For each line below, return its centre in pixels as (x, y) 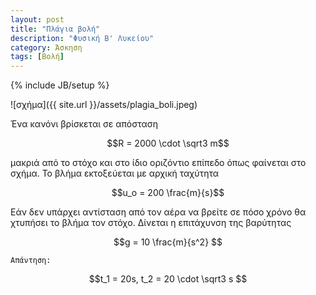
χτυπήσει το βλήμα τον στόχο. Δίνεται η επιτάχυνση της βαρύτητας (151, 223)
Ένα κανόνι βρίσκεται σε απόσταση (84, 124)
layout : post (37, 19)
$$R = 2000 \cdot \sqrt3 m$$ (168, 143)
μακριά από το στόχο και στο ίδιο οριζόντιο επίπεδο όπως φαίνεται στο (158, 163)
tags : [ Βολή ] (37, 57)
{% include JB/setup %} (60, 85)
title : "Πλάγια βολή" (55, 29)
